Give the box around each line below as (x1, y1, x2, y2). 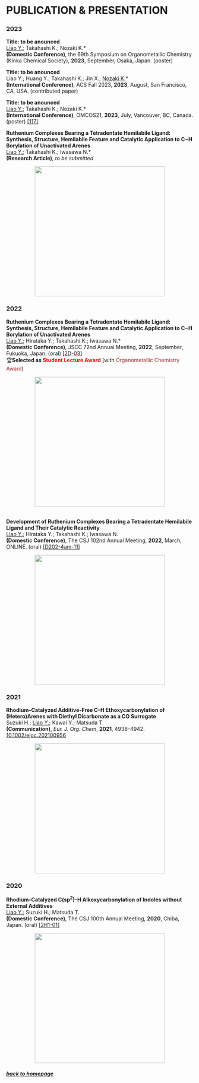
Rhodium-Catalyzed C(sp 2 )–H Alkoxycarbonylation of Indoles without (6, 895, 182, 903)
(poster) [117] (6, 118, 39, 125)
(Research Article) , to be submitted (6, 155, 94, 162)
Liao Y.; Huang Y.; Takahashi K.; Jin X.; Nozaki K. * (6, 75, 129, 82)
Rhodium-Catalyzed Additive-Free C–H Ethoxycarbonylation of (6, 707, 165, 714)
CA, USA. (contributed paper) (6, 87, 78, 95)
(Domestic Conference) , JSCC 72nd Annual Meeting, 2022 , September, (6, 343, 184, 350)
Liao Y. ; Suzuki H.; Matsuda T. (6, 909, 80, 916)
